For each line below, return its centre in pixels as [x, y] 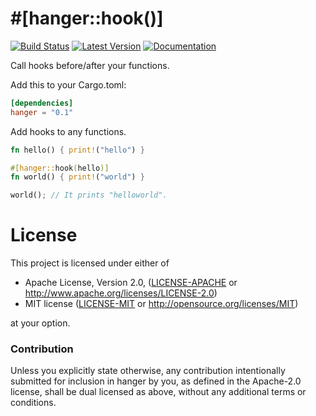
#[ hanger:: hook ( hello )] [60, 168]
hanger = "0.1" [42, 112]
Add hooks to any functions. [68, 131]
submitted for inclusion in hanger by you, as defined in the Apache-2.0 [156, 381]
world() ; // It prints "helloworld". [89, 195]
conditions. [33, 403]
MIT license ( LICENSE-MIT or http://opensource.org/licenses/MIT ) [161, 304]
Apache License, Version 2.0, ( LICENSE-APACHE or [131, 283]
